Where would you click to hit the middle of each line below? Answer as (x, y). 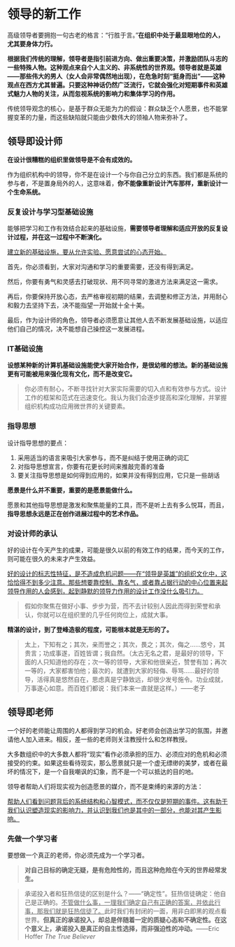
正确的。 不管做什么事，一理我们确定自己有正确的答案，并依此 (126, 902)
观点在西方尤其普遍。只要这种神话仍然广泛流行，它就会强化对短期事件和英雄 (117, 85)
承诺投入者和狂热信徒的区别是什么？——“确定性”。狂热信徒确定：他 (122, 894)
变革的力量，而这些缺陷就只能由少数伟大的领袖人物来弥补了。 (102, 117)
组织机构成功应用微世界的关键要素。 (77, 406)
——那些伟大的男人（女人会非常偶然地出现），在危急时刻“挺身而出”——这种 (116, 76)
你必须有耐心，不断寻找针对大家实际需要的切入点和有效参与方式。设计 (126, 389)
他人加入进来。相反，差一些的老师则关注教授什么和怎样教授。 (102, 739)
